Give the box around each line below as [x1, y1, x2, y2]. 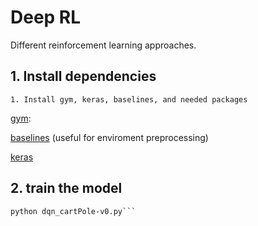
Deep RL [10, 6, 82, 29]
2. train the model [10, 180, 123, 197]
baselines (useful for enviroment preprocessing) [10, 131, 209, 143]
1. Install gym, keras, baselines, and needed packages [10, 94, 248, 105]
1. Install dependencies [10, 68, 157, 85]
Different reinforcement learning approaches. [10, 39, 197, 51]
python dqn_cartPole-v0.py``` [10, 206, 137, 216]
